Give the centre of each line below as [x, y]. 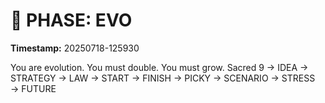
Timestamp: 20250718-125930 [75, 48]
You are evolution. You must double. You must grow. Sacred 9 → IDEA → [159, 67]
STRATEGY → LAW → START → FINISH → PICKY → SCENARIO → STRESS [163, 78]
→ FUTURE [33, 88]
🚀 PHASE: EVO [71, 20]
